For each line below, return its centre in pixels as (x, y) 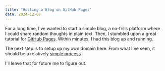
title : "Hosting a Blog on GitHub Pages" (49, 10)
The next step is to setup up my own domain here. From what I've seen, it (80, 48)
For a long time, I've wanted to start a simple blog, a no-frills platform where (82, 28)
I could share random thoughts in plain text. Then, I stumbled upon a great (81, 34)
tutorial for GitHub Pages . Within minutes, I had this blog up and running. (79, 39)
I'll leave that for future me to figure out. (46, 63)
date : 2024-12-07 (23, 14)
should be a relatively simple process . (44, 53)
